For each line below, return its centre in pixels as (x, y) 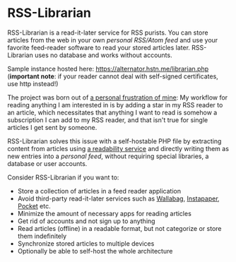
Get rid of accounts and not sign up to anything (86, 221)
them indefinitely (42, 236)
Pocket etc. (34, 206)
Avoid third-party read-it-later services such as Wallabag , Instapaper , (119, 198)
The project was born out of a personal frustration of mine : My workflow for (118, 97)
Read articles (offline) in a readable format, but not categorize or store (119, 228)
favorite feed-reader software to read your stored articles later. (99, 47)
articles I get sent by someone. (52, 127)
